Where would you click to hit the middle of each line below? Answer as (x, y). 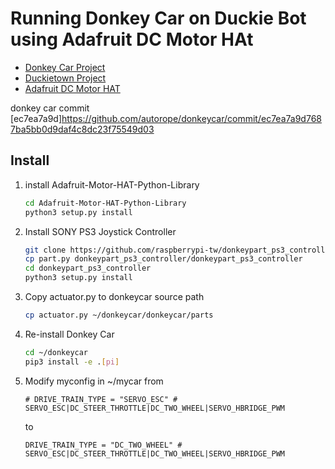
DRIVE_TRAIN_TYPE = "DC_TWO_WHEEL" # (103, 445)
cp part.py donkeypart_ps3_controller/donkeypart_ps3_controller (163, 259)
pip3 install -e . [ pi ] (72, 362)
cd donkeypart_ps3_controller (88, 268)
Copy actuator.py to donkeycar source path (114, 296)
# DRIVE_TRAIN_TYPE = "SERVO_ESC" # (101, 399)
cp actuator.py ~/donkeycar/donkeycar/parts (119, 315)
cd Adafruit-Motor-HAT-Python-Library (105, 203)
